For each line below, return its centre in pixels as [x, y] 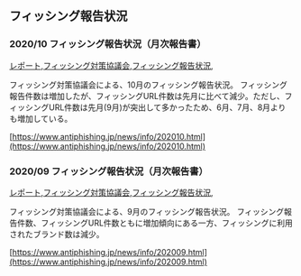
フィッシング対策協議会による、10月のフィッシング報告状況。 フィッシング [149, 85]
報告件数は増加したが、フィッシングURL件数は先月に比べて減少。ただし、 [147, 96]
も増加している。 [41, 118]
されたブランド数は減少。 [57, 234]
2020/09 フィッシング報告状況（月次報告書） [109, 171]
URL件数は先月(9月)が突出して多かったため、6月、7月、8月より [167, 107]
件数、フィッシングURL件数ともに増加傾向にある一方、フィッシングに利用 [155, 223]
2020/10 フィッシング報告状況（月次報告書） [108, 44]
